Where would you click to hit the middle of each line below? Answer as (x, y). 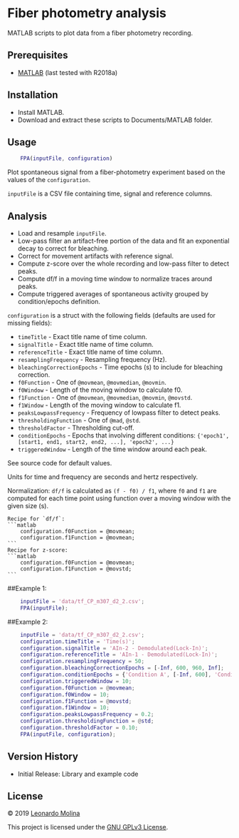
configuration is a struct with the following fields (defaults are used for (111, 315)
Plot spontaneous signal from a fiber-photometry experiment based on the (116, 172)
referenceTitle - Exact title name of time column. (90, 352)
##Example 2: (28, 622)
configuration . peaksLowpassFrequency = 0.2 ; (87, 715)
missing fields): (30, 323)
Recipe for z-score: (38, 550)
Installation (33, 95)
